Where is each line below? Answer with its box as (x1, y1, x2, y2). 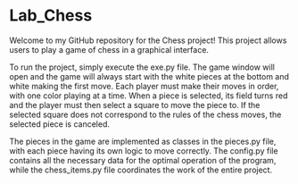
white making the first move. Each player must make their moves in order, (9, 80, 279, 91)
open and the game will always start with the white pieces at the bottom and (9, 71, 290, 81)
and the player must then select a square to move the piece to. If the (9, 99, 261, 110)
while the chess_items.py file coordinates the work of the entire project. (9, 164, 273, 175)
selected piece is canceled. (9, 118, 110, 130)
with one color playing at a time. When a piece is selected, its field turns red (9, 90, 288, 101)
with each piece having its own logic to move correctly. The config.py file (9, 145, 278, 156)
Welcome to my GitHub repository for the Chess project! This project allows (9, 35, 287, 46)
